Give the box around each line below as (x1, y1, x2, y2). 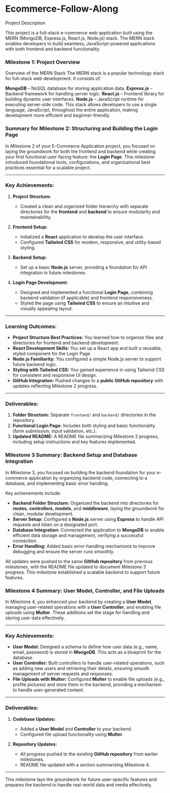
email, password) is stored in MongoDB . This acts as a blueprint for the (12, 649, 161, 655)
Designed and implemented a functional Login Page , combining (20, 289, 153, 295)
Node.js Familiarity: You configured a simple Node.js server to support (12, 356, 161, 362)
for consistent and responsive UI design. (12, 372, 97, 378)
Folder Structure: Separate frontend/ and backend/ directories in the (12, 412, 156, 418)
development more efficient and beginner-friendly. (5, 112, 111, 118)
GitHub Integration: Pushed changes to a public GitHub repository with (12, 378, 163, 384)
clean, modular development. (12, 511, 74, 517)
